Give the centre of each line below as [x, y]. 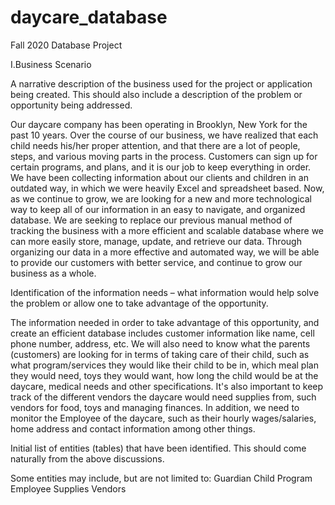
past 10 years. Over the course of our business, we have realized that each [164, 135]
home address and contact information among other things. [133, 428]
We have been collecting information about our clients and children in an [159, 177]
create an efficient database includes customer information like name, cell [162, 333]
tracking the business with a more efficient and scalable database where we [167, 230]
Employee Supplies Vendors [68, 488]
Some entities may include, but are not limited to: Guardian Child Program [161, 478]
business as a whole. [53, 273]
